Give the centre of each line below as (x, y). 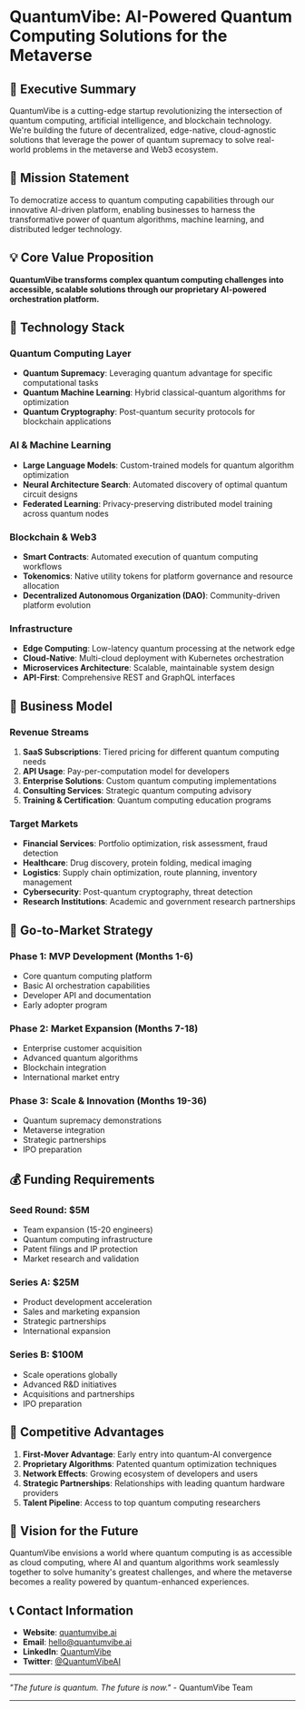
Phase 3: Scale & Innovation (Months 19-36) (108, 1101)
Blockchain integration (64, 1067)
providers (40, 1492)
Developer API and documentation (87, 995)
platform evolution (56, 605)
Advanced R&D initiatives (69, 1384)
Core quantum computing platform (87, 976)
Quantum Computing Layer (70, 353)
